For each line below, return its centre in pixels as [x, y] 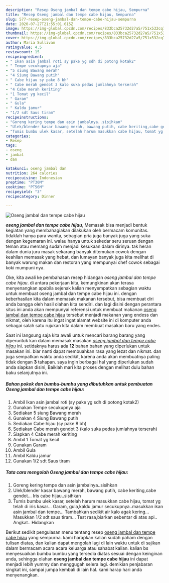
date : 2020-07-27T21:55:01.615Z [39, 24]
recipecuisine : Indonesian [34, 178]
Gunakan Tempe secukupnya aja [47, 407]
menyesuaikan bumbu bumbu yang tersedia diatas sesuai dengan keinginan [84, 553]
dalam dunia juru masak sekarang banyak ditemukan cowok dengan [76, 251]
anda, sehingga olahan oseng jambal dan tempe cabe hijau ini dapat [77, 559]
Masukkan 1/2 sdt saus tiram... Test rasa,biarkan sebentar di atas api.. [85, 517]
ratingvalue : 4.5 [24, 47]
